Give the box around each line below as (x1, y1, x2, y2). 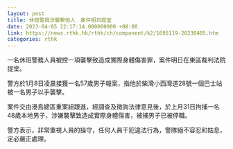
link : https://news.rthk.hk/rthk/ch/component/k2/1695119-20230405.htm (7, 29, 218, 37)
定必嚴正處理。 (7, 134, 50, 143)
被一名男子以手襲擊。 (7, 88, 68, 96)
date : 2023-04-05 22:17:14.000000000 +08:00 (7, 23, 138, 30)
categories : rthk (7, 36, 58, 43)
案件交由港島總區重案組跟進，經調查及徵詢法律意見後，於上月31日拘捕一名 (7, 103, 221, 111)
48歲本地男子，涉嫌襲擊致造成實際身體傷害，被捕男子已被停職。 (7, 112, 191, 120)
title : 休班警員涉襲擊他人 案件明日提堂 (7, 17, 112, 24)
